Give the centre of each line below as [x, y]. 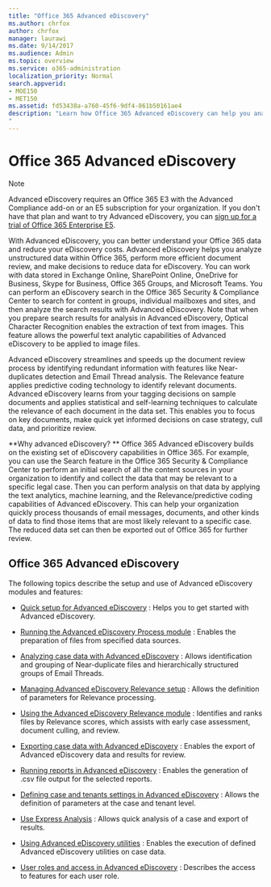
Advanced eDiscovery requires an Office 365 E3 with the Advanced [121, 199]
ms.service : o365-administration [65, 69]
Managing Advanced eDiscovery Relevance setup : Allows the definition [140, 689]
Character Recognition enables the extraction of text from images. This [126, 326]
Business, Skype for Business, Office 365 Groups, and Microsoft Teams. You [135, 283]
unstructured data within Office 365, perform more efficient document [125, 258]
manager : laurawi [38, 38]
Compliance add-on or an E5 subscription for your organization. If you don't [134, 208]
